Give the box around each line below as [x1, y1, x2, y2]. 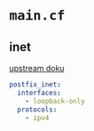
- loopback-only [25, 96, 86, 105]
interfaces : [17, 88, 62, 97]
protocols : [17, 105, 58, 114]
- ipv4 [25, 113, 50, 122]
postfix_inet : [9, 80, 62, 89]
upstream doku [9, 63, 65, 73]
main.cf [9, 7, 66, 24]
